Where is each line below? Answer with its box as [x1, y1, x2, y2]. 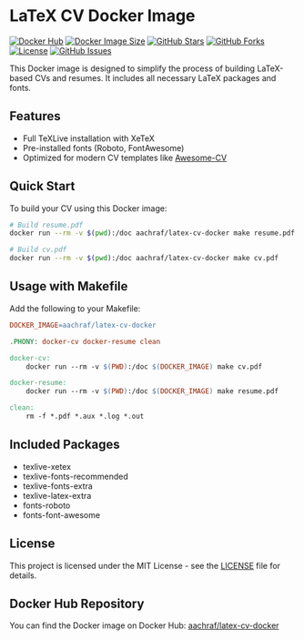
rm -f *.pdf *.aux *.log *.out [25, 411, 145, 421]
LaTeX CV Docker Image [9, 5, 196, 26]
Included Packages [9, 437, 120, 452]
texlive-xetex [22, 461, 71, 472]
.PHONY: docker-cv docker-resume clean [9, 337, 161, 346]
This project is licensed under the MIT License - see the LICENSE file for [9, 560, 280, 571]
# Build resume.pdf [9, 220, 84, 229]
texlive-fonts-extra [22, 480, 93, 492]
